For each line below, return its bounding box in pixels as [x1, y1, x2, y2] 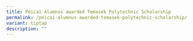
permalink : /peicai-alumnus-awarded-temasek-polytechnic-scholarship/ [6, 14, 188, 20]
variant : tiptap [6, 20, 47, 26]
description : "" [6, 25, 47, 32]
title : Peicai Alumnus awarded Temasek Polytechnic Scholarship [6, 8, 171, 15]
